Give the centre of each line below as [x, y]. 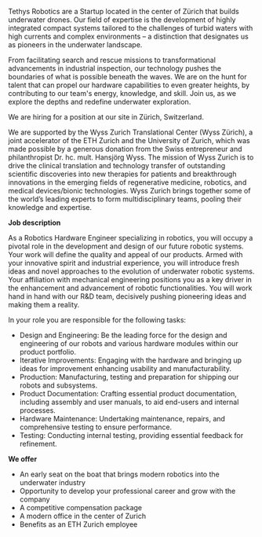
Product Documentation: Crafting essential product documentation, [128, 394]
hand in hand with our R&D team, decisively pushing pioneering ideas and [127, 296]
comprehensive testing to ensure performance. [96, 427]
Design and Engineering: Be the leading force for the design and [123, 335]
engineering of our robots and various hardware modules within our [129, 344]
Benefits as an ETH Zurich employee [78, 524]
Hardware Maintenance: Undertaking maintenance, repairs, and [122, 419]
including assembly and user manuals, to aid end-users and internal [129, 402]
